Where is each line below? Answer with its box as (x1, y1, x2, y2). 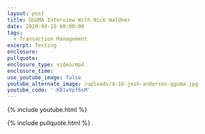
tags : (7, 29, 23, 36)
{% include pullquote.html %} (7, 119, 91, 127)
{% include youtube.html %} (7, 106, 87, 114)
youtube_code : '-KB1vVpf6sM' (7, 87, 91, 93)
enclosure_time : (7, 67, 54, 74)
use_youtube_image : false (7, 74, 81, 81)
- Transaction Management (13, 36, 88, 43)
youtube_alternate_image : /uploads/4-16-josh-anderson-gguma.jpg (7, 80, 198, 87)
